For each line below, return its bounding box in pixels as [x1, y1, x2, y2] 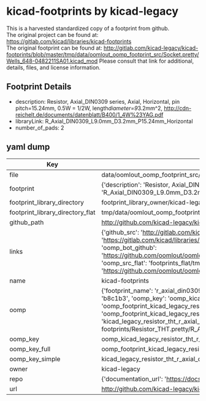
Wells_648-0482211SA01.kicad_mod [6, 57, 98, 64]
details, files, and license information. [6, 63, 101, 71]
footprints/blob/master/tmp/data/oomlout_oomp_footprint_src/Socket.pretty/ [6, 50, 199, 58]
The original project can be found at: [6, 31, 99, 38]
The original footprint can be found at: [6, 44, 102, 52]
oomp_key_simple [9, 354, 61, 363]
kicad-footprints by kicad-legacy [6, 4, 179, 18]
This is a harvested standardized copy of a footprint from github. [6, 25, 170, 32]
